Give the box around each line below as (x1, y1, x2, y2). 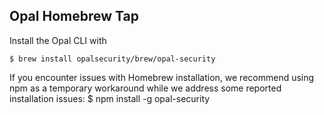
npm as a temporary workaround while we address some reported (9, 82, 282, 94)
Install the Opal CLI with (9, 34, 107, 46)
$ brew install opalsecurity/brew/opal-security (9, 54, 216, 64)
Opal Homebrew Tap (9, 8, 139, 25)
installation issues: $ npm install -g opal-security (9, 92, 211, 104)
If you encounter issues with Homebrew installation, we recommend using (9, 71, 315, 83)
